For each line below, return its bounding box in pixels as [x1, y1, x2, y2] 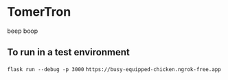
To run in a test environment [7, 46, 130, 58]
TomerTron [7, 4, 71, 20]
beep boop [7, 27, 38, 35]
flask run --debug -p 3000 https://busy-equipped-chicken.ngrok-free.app [7, 66, 221, 72]
